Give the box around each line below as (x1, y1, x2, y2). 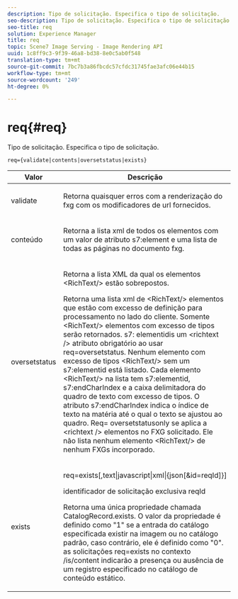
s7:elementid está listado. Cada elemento (63, 365, 201, 375)
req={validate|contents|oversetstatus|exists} (7, 157, 147, 164)
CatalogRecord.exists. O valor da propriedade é (63, 511, 221, 521)
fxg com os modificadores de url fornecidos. (63, 200, 211, 210)
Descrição (127, 172, 163, 182)
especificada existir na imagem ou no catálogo (63, 529, 218, 539)
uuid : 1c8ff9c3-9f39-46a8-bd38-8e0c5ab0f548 (7, 50, 141, 57)
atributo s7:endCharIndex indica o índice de (63, 401, 209, 410)
